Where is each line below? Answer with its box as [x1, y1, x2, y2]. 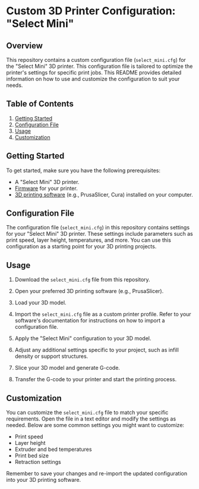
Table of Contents [6, 99, 74, 109]
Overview [6, 41, 43, 51]
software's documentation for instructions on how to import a [14, 317, 165, 324]
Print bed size [14, 452, 49, 459]
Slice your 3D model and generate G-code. [14, 365, 121, 372]
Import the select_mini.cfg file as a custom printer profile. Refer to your [14, 311, 191, 318]
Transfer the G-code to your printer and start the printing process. [14, 376, 177, 383]
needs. [6, 82, 23, 89]
